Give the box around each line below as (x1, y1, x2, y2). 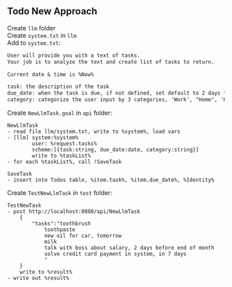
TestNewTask (7, 202, 41, 210)
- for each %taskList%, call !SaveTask (7, 158, 122, 165)
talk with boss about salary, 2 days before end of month (43, 245, 215, 252)
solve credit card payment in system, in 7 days (43, 250, 187, 258)
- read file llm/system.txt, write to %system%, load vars (7, 128, 181, 136)
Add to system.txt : (7, 38, 61, 47)
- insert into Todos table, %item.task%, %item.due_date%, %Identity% (7, 176, 215, 184)
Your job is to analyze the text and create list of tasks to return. (7, 58, 215, 65)
